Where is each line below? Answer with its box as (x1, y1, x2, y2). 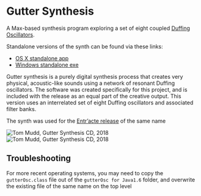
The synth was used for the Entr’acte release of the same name (6, 117, 166, 125)
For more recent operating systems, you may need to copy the (6, 169, 164, 176)
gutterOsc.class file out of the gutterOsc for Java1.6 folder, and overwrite (6, 176, 196, 183)
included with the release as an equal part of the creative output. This (6, 92, 181, 100)
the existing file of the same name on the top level (6, 182, 132, 190)
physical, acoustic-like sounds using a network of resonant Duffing (6, 79, 175, 87)
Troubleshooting (6, 153, 71, 164)
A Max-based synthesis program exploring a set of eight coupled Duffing (6, 24, 191, 32)
